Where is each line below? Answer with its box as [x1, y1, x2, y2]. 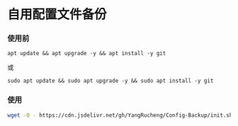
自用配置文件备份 [7, 6, 108, 23]
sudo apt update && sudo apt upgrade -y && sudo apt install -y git [7, 77, 214, 85]
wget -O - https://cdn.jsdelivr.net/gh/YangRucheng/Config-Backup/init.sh [7, 111, 233, 119]
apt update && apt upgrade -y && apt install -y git [7, 50, 166, 57]
